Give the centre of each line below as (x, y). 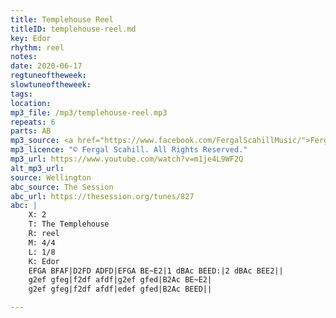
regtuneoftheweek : (48, 76)
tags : (21, 94)
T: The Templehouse (69, 224)
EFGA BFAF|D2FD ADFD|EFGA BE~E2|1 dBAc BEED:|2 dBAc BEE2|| (156, 271)
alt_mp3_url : (37, 168)
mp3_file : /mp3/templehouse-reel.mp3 (89, 112)
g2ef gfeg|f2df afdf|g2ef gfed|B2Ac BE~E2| (120, 280)
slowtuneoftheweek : (51, 85)
